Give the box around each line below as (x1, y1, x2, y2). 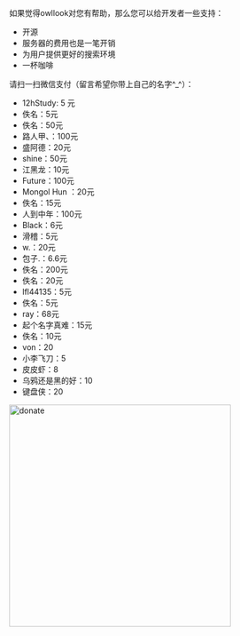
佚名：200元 (21, 265, 68, 274)
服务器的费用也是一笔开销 (21, 38, 116, 48)
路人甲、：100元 (21, 131, 79, 141)
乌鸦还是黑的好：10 (21, 376, 93, 386)
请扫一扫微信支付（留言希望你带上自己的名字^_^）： (9, 79, 194, 89)
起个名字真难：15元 (21, 320, 93, 330)
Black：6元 (21, 220, 64, 230)
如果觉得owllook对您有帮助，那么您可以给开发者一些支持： (9, 8, 224, 18)
